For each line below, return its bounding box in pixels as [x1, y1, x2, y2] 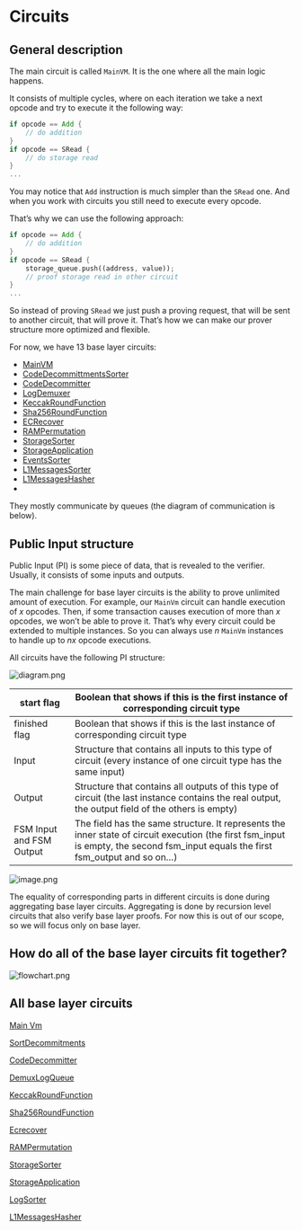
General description [9, 42, 123, 58]
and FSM [13, 834, 52, 846]
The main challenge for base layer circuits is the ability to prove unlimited [9, 587, 280, 598]
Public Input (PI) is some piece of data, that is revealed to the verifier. [9, 560, 265, 571]
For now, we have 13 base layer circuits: [9, 341, 157, 352]
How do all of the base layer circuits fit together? [9, 946, 288, 961]
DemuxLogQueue [9, 1072, 75, 1083]
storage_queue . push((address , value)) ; [25, 263, 175, 273]
